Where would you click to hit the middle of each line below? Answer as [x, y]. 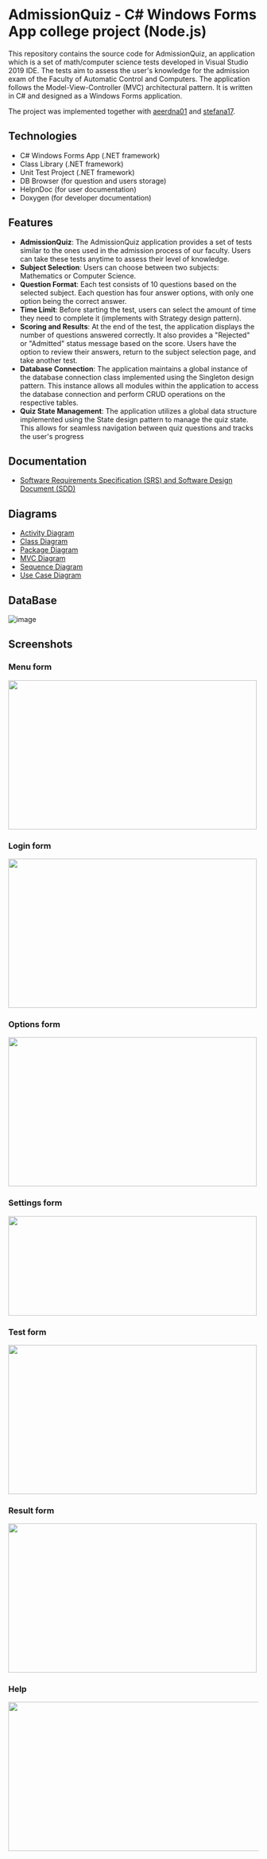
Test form [27, 1332]
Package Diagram [49, 550]
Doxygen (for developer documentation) [85, 197]
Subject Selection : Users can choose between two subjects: [119, 267]
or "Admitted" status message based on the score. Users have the [128, 343]
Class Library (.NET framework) [72, 164]
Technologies [43, 136]
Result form [31, 1511]
